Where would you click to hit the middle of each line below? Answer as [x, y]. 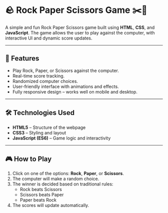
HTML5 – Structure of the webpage [49, 127]
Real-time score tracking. [38, 75]
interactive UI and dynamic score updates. [49, 38]
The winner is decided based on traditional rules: [63, 184]
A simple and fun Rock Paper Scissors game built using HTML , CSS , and [80, 27]
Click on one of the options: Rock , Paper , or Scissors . [68, 173]
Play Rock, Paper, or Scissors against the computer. [65, 70]
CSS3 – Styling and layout [39, 132]
